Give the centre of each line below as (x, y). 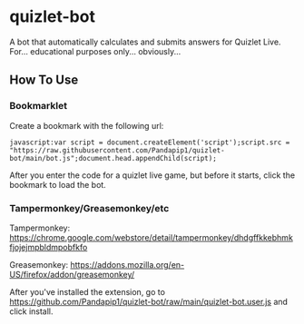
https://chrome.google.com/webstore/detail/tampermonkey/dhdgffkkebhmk (151, 237)
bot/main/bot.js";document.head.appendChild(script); (113, 158)
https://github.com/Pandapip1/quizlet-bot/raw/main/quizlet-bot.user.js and (149, 301)
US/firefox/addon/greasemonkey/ (72, 274)
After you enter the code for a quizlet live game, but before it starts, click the (152, 175)
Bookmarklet (39, 106)
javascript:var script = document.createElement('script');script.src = (150, 142)
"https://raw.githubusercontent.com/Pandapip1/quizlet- (117, 150)
